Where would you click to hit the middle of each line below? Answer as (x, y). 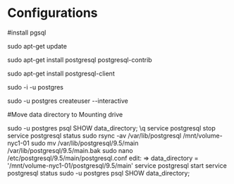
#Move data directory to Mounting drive (65, 114)
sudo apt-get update (37, 46)
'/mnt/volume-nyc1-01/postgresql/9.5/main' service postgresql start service (117, 165)
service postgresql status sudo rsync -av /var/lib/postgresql (94, 135)
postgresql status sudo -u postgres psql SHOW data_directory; (99, 173)
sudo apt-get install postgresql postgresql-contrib (80, 60)
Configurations (53, 13)
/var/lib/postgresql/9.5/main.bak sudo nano (70, 150)
